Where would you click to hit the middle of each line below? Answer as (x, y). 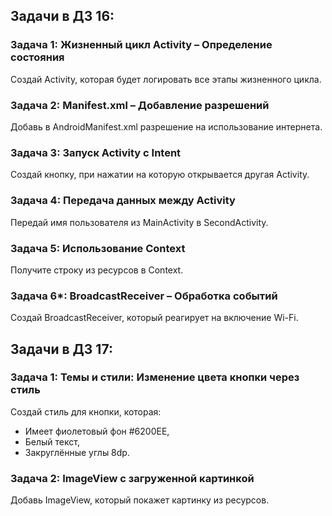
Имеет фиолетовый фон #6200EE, (97, 431)
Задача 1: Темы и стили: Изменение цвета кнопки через (155, 377)
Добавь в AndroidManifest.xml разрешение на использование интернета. (166, 126)
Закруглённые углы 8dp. (77, 452)
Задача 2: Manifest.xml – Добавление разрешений (140, 105)
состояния (37, 57)
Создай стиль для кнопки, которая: (86, 411)
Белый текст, (52, 441)
